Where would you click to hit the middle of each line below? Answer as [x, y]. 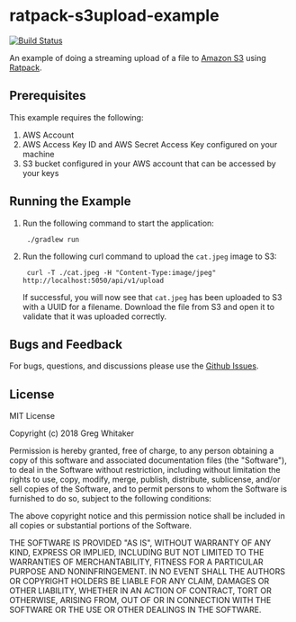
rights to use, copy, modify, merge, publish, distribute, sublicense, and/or [145, 480]
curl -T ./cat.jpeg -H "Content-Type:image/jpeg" [121, 272]
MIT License [32, 416]
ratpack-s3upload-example [114, 16]
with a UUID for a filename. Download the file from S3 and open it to [148, 307]
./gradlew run [53, 239]
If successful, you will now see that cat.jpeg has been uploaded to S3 [152, 297]
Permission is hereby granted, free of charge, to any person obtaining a [142, 451]
